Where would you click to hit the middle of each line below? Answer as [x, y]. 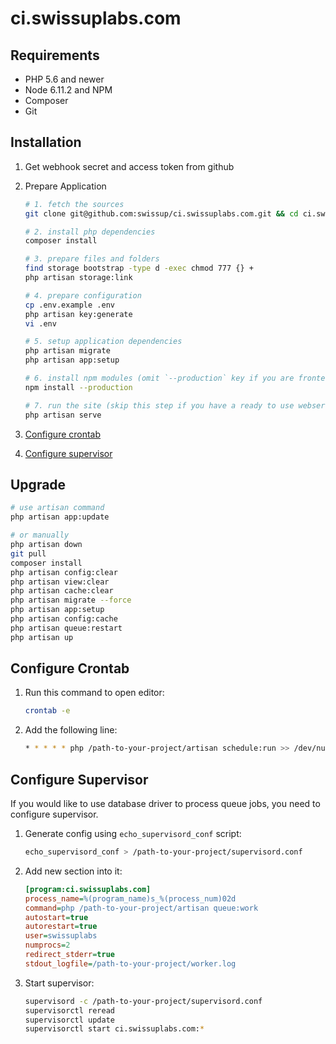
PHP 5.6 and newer [64, 79]
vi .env [40, 323]
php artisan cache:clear [62, 591]
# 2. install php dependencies [90, 232]
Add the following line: [71, 730]
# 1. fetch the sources [74, 204]
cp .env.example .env [69, 305]
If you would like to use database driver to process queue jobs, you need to [165, 803]
